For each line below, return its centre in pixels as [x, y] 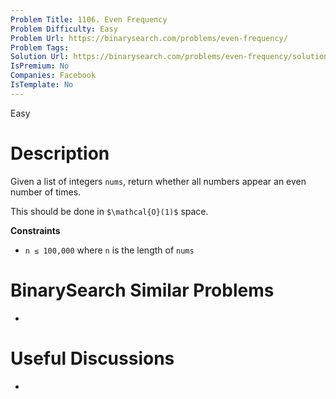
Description [60, 153]
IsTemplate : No [42, 85]
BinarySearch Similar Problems [142, 290]
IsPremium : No [40, 66]
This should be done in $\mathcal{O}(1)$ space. [109, 211]
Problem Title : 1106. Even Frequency [89, 19]
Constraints [35, 230]
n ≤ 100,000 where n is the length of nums [109, 250]
